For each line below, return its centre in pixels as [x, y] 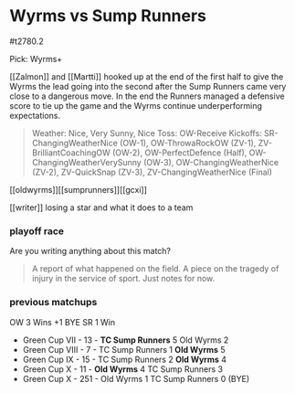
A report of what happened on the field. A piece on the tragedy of [155, 269]
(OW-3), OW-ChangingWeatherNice [211, 162]
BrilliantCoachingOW [71, 153]
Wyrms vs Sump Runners [108, 16]
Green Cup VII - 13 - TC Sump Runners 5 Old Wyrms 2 [126, 340]
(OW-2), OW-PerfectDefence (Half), [180, 153]
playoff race [37, 231]
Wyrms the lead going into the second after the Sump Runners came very [148, 86]
